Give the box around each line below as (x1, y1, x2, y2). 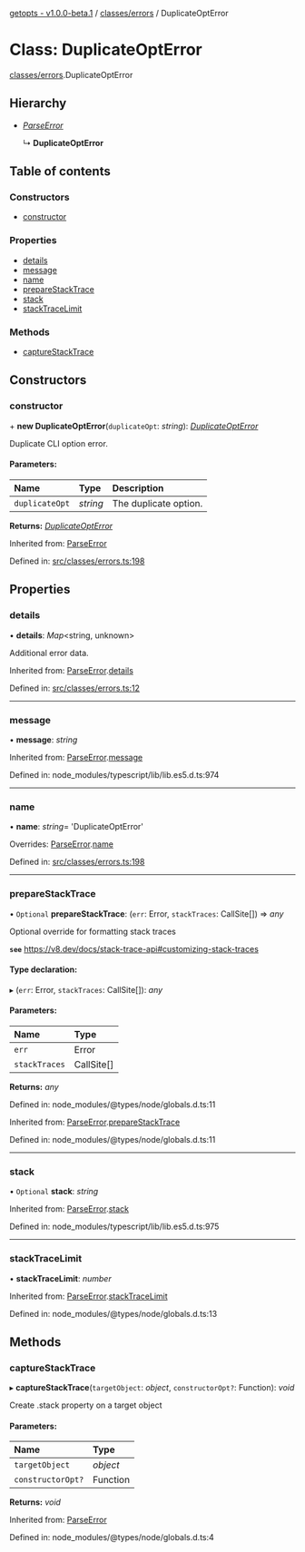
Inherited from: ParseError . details (9, 664, 134, 675)
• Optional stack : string (9, 1186, 99, 1197)
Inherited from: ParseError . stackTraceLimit (9, 1291, 168, 1302)
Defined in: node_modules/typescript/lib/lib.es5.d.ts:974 (9, 769, 220, 780)
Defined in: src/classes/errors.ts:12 (9, 683, 141, 693)
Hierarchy (9, 95, 67, 112)
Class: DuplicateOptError (9, 40, 202, 60)
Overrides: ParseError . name (9, 839, 113, 850)
